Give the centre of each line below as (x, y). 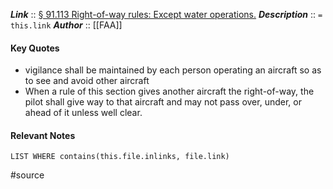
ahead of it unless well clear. (83, 113)
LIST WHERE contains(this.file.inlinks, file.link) (120, 157)
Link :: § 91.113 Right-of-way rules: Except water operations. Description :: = (166, 14)
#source (27, 175)
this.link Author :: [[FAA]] (66, 25)
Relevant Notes (43, 135)
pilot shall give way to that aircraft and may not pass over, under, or (163, 102)
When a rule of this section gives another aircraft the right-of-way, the (169, 91)
